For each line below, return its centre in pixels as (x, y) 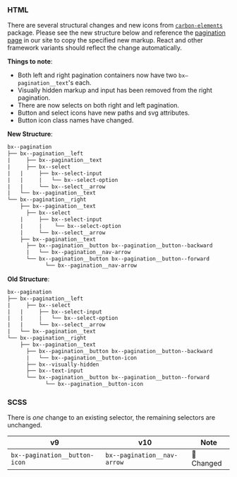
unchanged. (25, 425)
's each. (80, 83)
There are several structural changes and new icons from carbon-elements (115, 25)
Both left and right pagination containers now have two (97, 75)
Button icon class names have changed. (75, 120)
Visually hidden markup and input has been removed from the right (115, 91)
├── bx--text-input (54, 371)
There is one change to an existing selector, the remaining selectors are (111, 418)
